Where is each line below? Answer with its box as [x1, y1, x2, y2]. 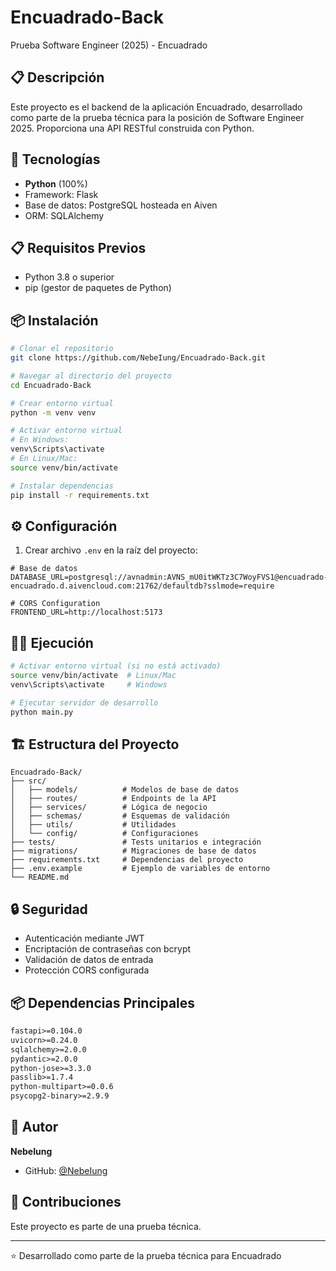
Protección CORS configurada [24, 964, 150, 976]
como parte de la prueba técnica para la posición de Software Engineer [10, 111, 305, 123]
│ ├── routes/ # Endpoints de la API [10, 794, 217, 804]
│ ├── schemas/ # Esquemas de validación [10, 811, 230, 821]
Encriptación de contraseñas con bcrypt [24, 943, 192, 955]
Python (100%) [24, 177, 88, 190]
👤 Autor [10, 1119, 59, 1136]
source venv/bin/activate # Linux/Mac [10, 671, 177, 681]
